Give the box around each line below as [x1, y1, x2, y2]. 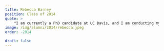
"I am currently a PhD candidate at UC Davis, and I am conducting [14, 20, 154, 26]
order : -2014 [5, 30, 32, 34]
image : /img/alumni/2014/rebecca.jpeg [5, 25, 84, 30]
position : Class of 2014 [5, 12, 56, 17]
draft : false [5, 38, 32, 44]
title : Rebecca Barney [5, 7, 51, 12]
